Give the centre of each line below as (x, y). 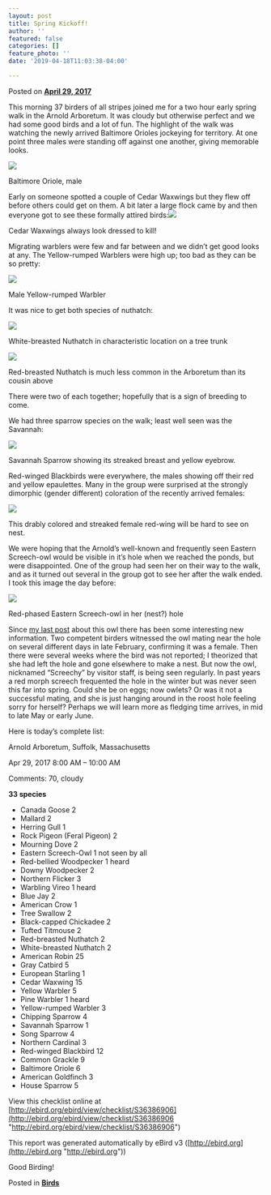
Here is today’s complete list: (57, 731)
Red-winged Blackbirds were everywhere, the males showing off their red (131, 476)
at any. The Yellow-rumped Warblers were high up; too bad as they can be (132, 255)
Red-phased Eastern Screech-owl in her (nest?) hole (96, 614)
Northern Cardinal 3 (53, 1042)
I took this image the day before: (62, 583)
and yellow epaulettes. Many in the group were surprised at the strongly (128, 484)
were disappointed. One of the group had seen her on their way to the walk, (134, 565)
